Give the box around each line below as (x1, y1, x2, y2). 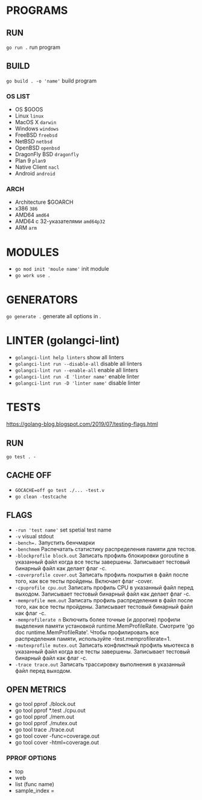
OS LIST (6, 92, 30, 100)
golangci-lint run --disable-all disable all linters (14, 360, 142, 368)
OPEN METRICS (6, 684, 66, 694)
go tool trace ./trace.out (14, 726, 74, 733)
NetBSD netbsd (14, 138, 53, 145)
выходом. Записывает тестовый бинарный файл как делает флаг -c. (14, 590, 191, 597)
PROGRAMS (6, 4, 68, 17)
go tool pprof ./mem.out (14, 713, 75, 720)
